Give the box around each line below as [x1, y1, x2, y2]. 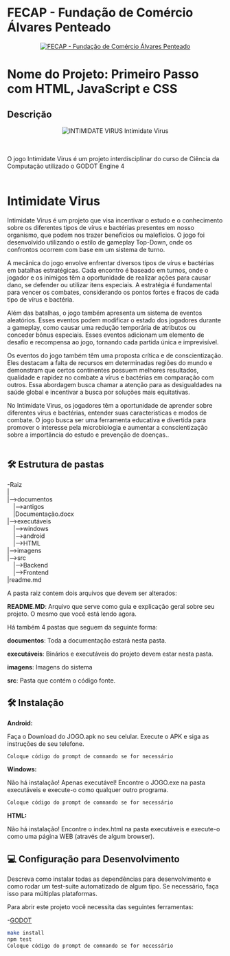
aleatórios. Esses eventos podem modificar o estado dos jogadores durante [7, 315, 222, 324]
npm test [7, 935, 32, 943]
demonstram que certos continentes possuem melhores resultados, [7, 366, 199, 374]
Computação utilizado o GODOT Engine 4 [7, 162, 125, 170]
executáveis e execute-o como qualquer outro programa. [7, 786, 169, 794]
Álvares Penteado [7, 19, 111, 35]
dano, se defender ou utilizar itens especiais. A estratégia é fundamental [7, 280, 212, 289]
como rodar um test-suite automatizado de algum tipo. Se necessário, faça [7, 882, 219, 891]
